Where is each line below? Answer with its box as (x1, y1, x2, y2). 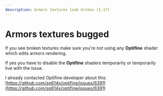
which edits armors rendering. (5, 50, 67, 56)
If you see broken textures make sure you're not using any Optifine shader (5, 45, 158, 51)
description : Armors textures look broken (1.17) (5, 7, 110, 12)
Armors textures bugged (5, 28, 109, 40)
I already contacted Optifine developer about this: (5, 75, 107, 81)
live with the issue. (5, 65, 43, 71)
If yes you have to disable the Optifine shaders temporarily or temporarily (5, 60, 156, 66)
